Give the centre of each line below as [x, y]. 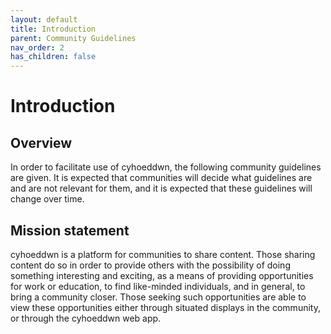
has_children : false [53, 57]
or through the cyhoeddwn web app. [86, 318]
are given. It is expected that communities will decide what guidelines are [161, 178]
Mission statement [70, 230]
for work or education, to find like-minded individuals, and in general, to [158, 286]
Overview [41, 142]
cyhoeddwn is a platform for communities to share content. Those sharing [163, 254]
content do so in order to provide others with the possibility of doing [150, 265]
